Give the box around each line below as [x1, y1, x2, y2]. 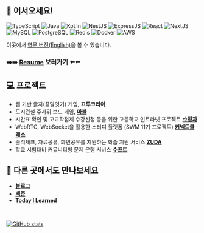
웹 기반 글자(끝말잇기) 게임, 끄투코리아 [15, 100, 105, 107]
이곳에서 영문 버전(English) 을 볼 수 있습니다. [6, 41, 111, 49]
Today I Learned [15, 197, 57, 204]
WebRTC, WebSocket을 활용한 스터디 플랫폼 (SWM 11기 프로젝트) [15, 123, 174, 130]
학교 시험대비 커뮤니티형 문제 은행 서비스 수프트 [15, 146, 128, 153]
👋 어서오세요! [6, 5, 54, 16]
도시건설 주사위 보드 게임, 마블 [15, 108, 87, 115]
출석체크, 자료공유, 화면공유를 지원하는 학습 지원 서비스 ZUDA [15, 138, 163, 146]
